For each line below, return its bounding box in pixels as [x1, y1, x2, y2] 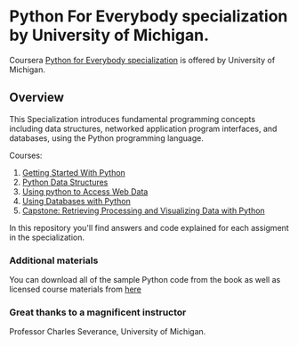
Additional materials [9, 254, 99, 267]
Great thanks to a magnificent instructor [9, 306, 187, 318]
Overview [9, 90, 65, 105]
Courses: [9, 150, 43, 161]
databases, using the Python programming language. [9, 132, 205, 144]
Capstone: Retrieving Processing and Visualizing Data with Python [21, 205, 265, 216]
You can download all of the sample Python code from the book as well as [9, 275, 281, 285]
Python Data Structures [21, 177, 109, 187]
